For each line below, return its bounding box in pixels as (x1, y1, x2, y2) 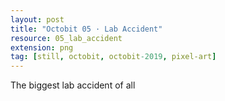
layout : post (10, 14, 65, 25)
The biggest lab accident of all (10, 79, 136, 91)
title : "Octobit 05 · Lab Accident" (10, 24, 163, 34)
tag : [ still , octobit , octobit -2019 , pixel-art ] (10, 52, 217, 62)
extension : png (10, 42, 74, 53)
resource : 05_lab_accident (10, 33, 123, 43)
